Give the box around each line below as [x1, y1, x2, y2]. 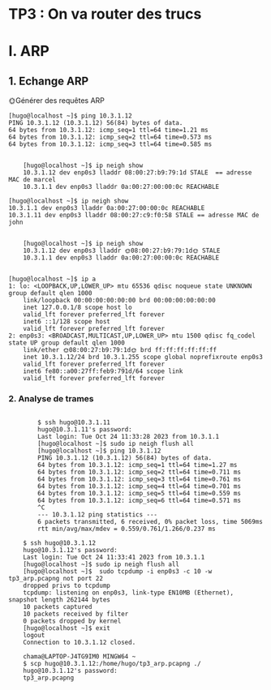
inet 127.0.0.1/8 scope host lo [23, 303, 132, 312]
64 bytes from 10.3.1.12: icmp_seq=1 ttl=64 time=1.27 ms [37, 461, 238, 469]
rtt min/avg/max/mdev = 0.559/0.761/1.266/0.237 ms [37, 525, 217, 534]
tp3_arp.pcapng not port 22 [8, 575, 104, 583]
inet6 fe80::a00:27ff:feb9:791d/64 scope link [23, 367, 183, 375]
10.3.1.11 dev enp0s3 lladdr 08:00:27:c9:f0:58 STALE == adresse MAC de [8, 212, 260, 220]
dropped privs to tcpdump [23, 581, 111, 590]
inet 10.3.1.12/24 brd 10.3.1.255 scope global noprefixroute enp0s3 [23, 354, 264, 362]
